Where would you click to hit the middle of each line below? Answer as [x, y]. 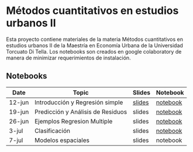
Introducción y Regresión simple [79, 102]
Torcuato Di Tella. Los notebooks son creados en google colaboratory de [94, 51]
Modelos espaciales [62, 140]
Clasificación [52, 130]
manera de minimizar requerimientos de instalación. [68, 58]
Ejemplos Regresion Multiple [73, 121]
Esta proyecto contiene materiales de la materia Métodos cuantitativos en [94, 39]
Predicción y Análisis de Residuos [81, 112]
